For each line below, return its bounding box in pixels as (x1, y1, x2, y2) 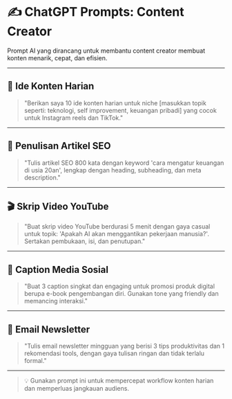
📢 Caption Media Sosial (7, 263, 109, 276)
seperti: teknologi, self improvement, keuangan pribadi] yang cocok (23, 106, 217, 114)
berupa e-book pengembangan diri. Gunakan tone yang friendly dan (23, 290, 219, 298)
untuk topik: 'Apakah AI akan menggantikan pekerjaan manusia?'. (23, 230, 209, 238)
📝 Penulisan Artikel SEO (7, 140, 111, 152)
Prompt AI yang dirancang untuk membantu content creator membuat (7, 46, 206, 55)
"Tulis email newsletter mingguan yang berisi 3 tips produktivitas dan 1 (23, 342, 225, 350)
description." (23, 173, 61, 181)
